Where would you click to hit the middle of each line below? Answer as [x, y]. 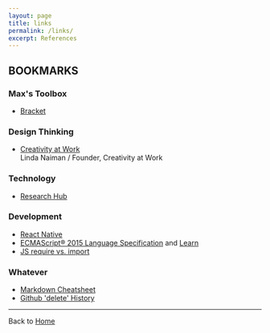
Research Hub [43, 196]
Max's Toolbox [38, 93]
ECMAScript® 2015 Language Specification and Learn [109, 242]
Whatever [28, 272]
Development [35, 217]
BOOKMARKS [43, 70]
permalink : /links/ [41, 30]
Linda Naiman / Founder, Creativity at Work [91, 158]
